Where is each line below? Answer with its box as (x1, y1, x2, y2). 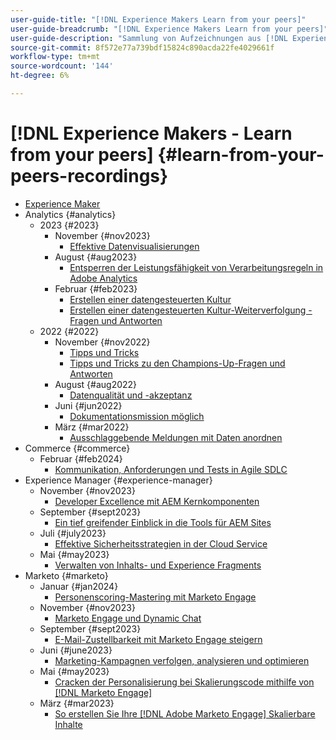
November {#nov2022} (54, 336, 151, 348)
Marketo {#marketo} (24, 569, 109, 581)
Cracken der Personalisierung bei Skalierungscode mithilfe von (54, 676, 315, 688)
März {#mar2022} (54, 421, 130, 433)
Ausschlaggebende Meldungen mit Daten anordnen (69, 431, 283, 443)
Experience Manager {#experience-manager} (24, 474, 213, 486)
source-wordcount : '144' (10, 61, 114, 71)
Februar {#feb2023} (54, 282, 138, 295)
